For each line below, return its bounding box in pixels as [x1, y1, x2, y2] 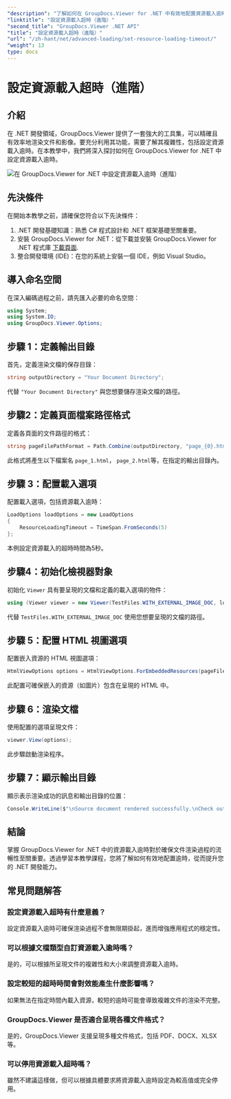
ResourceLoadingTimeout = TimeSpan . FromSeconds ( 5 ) [19, 524, 168, 531]
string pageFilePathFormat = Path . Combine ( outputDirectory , [7, 442, 184, 449]
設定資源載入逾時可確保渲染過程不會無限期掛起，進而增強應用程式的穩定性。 [7, 924, 224, 932]
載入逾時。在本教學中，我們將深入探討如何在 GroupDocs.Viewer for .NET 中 [7, 146, 222, 155]
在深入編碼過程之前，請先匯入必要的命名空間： [7, 293, 140, 301]
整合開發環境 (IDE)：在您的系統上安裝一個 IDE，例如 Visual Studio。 [16, 252, 210, 260]
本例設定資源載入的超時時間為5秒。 [7, 544, 108, 552]
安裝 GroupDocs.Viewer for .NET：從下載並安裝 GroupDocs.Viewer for [16, 235, 217, 243]
